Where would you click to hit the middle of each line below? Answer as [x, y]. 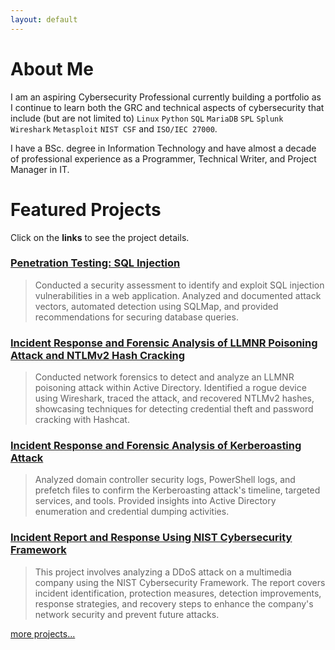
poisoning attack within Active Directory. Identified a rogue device [170, 388]
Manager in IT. [40, 169]
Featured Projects [86, 209]
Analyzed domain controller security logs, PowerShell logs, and [165, 480]
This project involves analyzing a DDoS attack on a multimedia [163, 572]
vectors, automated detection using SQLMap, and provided [156, 306]
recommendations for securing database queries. [136, 317]
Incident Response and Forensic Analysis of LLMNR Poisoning [164, 343]
